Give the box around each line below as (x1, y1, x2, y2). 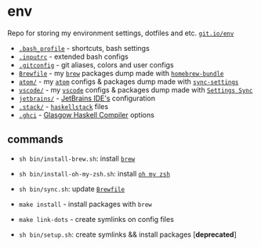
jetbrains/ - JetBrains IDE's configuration (18, 93, 156, 103)
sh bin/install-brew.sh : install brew (18, 154, 136, 163)
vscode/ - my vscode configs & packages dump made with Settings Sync (18, 85, 253, 94)
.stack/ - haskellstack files (18, 101, 109, 111)
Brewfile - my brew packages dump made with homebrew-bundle (18, 68, 224, 78)
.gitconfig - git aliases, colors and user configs (18, 60, 174, 69)
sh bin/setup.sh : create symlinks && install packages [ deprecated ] (18, 230, 237, 239)
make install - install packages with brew (18, 199, 152, 209)
